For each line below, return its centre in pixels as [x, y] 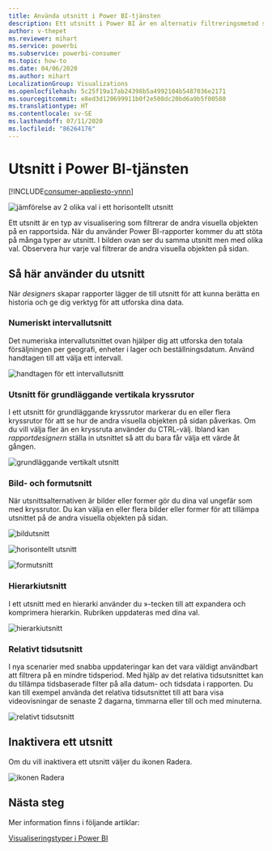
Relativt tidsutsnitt [46, 649]
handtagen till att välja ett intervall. [66, 358]
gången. [22, 447]
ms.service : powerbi [43, 46]
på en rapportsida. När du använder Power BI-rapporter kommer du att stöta [136, 231]
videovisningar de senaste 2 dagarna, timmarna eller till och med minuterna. [135, 700]
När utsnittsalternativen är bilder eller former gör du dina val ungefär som [130, 501]
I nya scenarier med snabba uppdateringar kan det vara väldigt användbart [133, 666]
